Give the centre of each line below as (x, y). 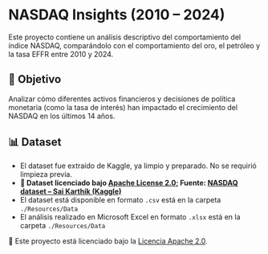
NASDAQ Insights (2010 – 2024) (117, 15)
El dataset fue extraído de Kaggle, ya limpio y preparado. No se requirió (138, 166)
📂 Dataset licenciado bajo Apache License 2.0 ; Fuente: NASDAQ (129, 182)
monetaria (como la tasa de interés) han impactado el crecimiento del (123, 107)
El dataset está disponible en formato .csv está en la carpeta (120, 199)
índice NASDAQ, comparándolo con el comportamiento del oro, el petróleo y (134, 45)
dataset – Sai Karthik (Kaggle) (71, 191)
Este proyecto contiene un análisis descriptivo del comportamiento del (125, 37)
